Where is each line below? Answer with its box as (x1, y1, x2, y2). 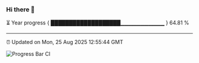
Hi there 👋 (6, 5, 36, 14)
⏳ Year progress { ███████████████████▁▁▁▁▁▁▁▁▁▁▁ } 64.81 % (6, 19, 190, 26)
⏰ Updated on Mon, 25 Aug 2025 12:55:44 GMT (6, 39, 123, 46)
